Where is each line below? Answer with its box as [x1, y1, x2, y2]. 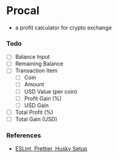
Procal [6, 4, 40, 18]
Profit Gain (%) [24, 94, 62, 102]
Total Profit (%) [15, 108, 54, 116]
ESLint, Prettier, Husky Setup [15, 145, 88, 152]
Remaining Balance [15, 60, 64, 67]
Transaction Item [15, 67, 58, 74]
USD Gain [24, 102, 49, 109]
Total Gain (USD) [15, 115, 58, 122]
